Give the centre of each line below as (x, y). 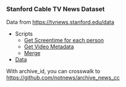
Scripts (24, 34)
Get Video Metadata (49, 47)
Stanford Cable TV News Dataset (55, 9)
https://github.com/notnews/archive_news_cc (63, 78)
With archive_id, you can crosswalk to (53, 71)
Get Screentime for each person (64, 40)
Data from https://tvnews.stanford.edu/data (60, 22)
